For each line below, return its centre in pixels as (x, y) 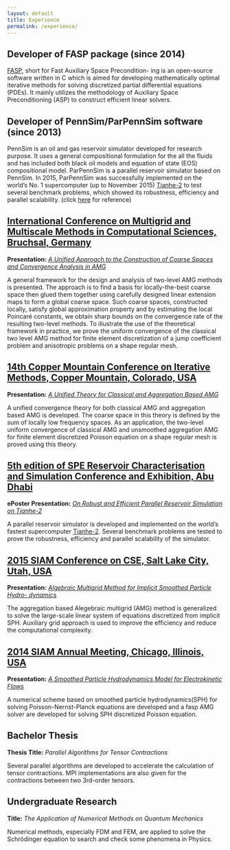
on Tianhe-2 (25, 511)
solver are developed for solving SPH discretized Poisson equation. (102, 714)
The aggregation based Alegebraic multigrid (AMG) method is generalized (112, 608)
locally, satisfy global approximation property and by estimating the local (110, 309)
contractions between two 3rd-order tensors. (71, 780)
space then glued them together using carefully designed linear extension (112, 294)
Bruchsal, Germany (49, 243)
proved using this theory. (42, 444)
